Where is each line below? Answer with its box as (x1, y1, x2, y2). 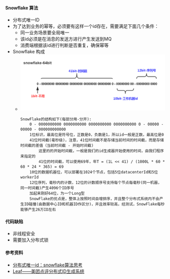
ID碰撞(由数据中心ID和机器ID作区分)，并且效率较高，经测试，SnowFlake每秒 (24, 202, 165, 207)
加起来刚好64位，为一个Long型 (29, 191, 85, 196)
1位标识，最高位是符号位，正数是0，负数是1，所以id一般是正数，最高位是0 (29, 132, 164, 137)
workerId (20, 175, 39, 180)
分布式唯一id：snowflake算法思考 (12, 262, 83, 268)
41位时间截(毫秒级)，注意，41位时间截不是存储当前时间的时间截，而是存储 (29, 137, 164, 143)
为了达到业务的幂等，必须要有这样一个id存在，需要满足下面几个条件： (12, 23, 159, 29)
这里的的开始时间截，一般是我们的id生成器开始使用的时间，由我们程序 (38, 149, 164, 154)
